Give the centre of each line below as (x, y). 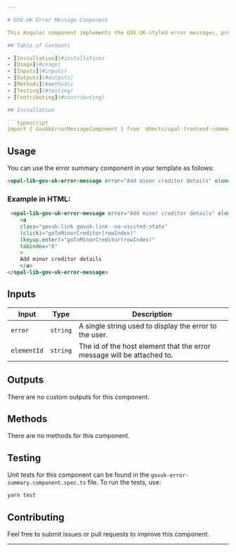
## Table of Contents (39, 45)
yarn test (22, 495)
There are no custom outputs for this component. (78, 397)
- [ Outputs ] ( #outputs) (40, 78)
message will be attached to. (126, 354)
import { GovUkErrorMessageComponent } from (73, 129)
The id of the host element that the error (144, 346)
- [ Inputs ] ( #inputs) (38, 71)
